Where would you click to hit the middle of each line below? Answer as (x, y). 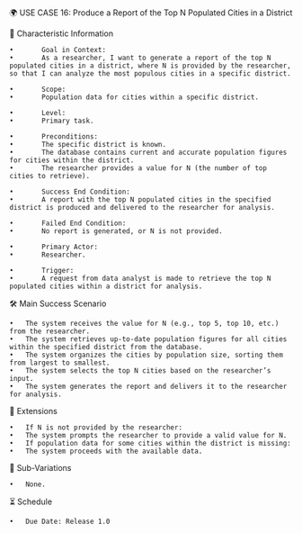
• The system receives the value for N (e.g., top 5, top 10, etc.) (144, 323)
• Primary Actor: (54, 247)
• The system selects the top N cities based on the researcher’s (140, 371)
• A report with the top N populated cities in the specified (140, 200)
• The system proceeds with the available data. (106, 451)
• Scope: (38, 89)
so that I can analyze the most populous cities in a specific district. (151, 74)
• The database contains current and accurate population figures (148, 152)
